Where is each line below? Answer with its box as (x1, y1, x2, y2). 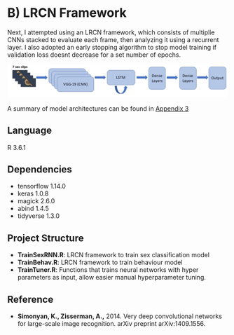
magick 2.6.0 (17, 197, 55, 205)
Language (7, 125, 53, 137)
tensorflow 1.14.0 (17, 182, 67, 191)
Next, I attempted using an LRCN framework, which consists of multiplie (7, 28, 215, 36)
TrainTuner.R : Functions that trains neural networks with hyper (17, 266, 199, 274)
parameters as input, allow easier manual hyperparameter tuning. (17, 273, 207, 282)
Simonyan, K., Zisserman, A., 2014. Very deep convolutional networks (17, 312, 223, 320)
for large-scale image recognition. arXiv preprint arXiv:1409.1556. (17, 320, 206, 327)
